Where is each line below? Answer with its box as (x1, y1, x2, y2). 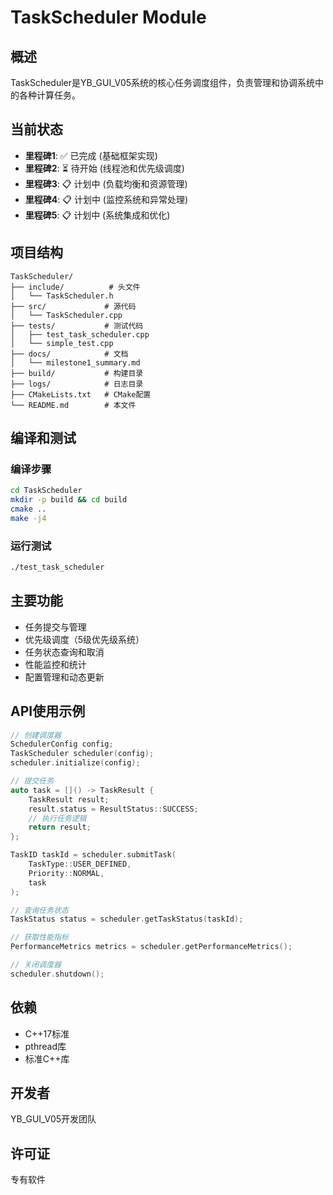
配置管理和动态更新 (24, 671, 105, 683)
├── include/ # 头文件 (10, 282, 141, 292)
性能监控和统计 (24, 658, 87, 670)
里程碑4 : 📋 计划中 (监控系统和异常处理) (24, 193, 189, 205)
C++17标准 (24, 1027, 70, 1040)
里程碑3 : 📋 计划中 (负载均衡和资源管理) (24, 177, 188, 190)
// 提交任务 (10, 776, 55, 786)
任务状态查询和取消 (24, 646, 105, 658)
